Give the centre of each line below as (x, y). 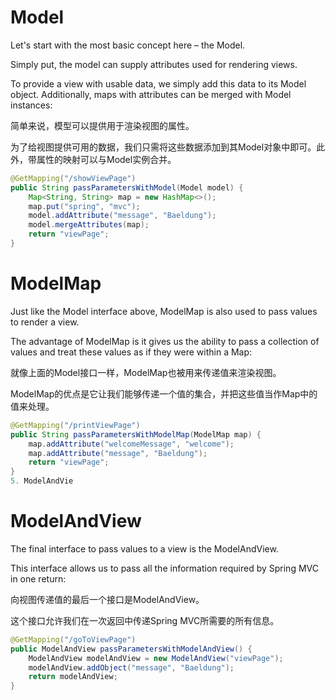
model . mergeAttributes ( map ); (89, 225)
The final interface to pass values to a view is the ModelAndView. (144, 548)
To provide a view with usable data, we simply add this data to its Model (158, 83)
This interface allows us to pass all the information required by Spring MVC (164, 568)
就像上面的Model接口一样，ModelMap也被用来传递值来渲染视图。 (146, 372)
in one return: (38, 578)
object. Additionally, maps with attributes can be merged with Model (151, 94)
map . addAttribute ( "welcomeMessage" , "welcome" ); (131, 444)
